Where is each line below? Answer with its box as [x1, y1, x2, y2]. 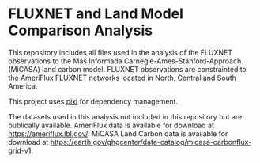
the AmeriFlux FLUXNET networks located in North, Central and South [8, 73, 237, 82]
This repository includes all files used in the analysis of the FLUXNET [8, 47, 233, 57]
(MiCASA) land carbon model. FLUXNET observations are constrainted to [8, 64, 247, 74]
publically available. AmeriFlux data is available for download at [8, 120, 215, 130]
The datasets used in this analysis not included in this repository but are [8, 112, 243, 121]
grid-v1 [8, 146, 32, 155]
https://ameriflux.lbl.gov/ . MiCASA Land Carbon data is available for [8, 128, 228, 138]
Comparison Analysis [8, 21, 153, 40]
